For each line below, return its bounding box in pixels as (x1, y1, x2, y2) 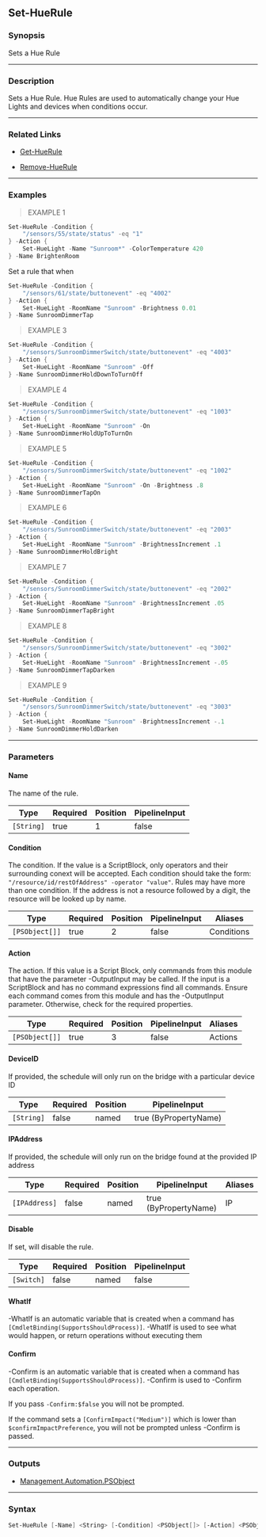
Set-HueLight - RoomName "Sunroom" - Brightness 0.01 (22, 304, 196, 312)
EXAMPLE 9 (27, 681, 67, 690)
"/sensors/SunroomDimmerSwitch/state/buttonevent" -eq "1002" (22, 467, 232, 475)
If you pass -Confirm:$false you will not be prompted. (8, 1398, 184, 1409)
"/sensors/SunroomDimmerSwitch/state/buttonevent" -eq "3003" (22, 703, 232, 711)
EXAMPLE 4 (27, 384, 67, 395)
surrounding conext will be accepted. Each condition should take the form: (8, 869, 252, 879)
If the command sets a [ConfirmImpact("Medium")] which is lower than (8, 1414, 237, 1424)
